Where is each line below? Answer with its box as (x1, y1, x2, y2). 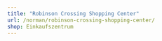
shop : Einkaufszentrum (7, 23, 74, 30)
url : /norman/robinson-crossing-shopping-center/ (7, 17, 156, 24)
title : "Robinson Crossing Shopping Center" (7, 10, 140, 17)
